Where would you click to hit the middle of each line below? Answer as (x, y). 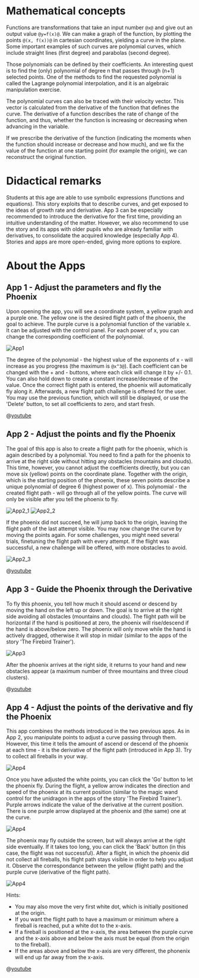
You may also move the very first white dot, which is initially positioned (101, 907)
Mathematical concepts (66, 11)
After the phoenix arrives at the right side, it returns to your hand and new (96, 664)
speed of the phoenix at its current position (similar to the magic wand (92, 792)
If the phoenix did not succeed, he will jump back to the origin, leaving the (97, 522)
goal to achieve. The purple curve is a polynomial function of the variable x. (99, 324)
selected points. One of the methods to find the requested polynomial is (94, 77)
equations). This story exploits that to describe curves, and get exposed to (97, 204)
